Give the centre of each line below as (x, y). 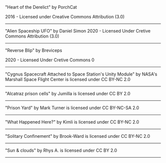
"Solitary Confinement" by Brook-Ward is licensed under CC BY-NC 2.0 (78, 136)
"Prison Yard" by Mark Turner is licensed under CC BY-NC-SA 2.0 (72, 108)
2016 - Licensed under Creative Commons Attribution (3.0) (65, 17)
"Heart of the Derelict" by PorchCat (41, 7)
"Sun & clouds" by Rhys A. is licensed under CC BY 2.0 (61, 150)
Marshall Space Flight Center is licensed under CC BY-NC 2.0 (68, 79)
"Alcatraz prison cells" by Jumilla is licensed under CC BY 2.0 (68, 94)
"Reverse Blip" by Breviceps (34, 50)
